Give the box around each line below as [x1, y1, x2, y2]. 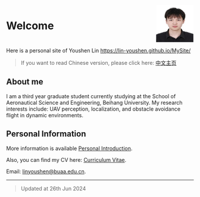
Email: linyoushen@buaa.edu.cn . [6, 168, 86, 175]
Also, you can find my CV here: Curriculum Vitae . [6, 156, 127, 163]
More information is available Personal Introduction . [6, 145, 133, 152]
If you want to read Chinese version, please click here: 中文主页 [20, 60, 177, 66]
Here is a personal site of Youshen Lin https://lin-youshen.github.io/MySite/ [6, 47, 191, 54]
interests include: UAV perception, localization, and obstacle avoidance [6, 105, 180, 112]
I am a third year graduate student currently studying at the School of [6, 92, 176, 99]
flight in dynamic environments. [6, 111, 83, 118]
